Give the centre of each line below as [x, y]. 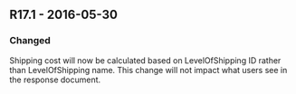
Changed [30, 41]
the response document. [55, 80]
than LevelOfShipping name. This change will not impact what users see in [148, 70]
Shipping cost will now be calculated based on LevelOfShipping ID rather [145, 60]
